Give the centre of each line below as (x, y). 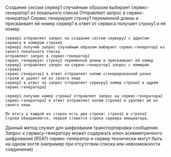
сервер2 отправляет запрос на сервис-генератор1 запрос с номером (77, 65)
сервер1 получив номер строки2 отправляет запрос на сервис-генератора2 (84, 96)
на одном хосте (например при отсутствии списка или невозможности (83, 144)
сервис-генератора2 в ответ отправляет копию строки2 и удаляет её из (82, 101)
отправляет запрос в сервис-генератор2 (48, 56)
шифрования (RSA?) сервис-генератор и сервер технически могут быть (84, 138)
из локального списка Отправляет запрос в (78, 13)
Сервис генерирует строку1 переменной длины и (84, 18)
